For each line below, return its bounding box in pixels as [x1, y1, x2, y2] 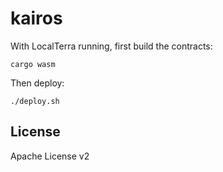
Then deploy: [10, 77, 65, 89]
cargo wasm [10, 59, 56, 69]
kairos [10, 7, 63, 30]
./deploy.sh [10, 96, 60, 106]
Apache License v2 [10, 150, 90, 162]
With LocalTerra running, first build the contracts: [10, 40, 213, 52]
